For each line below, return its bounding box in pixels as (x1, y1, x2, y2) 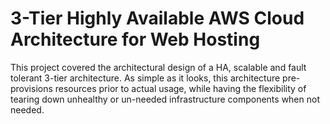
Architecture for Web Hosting (10, 28, 261, 51)
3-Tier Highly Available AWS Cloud (10, 7, 305, 30)
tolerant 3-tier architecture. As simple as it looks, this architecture (10, 72, 281, 84)
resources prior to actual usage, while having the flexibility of (54, 82, 307, 94)
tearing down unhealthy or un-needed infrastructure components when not (10, 93, 320, 105)
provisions (10, 82, 53, 94)
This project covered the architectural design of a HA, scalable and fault (10, 61, 307, 73)
